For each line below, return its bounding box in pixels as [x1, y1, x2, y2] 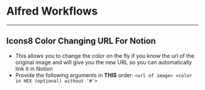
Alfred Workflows [6, 4, 98, 18]
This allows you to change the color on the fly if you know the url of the [15, 52, 195, 59]
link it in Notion [15, 65, 53, 72]
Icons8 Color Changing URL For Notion [6, 36, 156, 46]
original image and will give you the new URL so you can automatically [15, 58, 192, 66]
